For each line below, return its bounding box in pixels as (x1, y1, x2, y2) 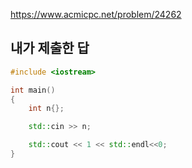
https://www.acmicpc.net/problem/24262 (10, 9, 182, 20)
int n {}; (28, 104, 65, 114)
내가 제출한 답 (10, 40, 90, 57)
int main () (10, 85, 56, 95)
